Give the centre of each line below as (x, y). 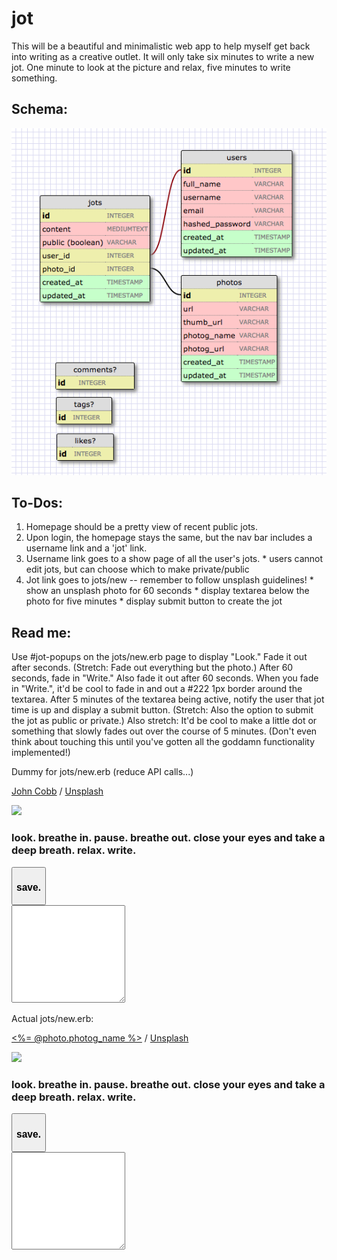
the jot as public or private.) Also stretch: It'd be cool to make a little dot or (164, 721)
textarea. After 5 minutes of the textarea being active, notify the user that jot (168, 699)
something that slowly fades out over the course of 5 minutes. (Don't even (164, 731)
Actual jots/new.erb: (52, 1018)
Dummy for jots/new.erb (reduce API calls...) (102, 772)
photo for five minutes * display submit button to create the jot (154, 601)
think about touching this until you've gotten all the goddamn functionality (163, 742)
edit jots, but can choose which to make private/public (137, 569)
